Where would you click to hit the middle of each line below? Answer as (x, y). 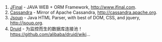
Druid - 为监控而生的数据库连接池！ (46, 29)
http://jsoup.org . (27, 23)
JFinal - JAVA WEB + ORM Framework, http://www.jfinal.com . (73, 7)
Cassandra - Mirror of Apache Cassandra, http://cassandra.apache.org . (83, 12)
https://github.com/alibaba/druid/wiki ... (50, 34)
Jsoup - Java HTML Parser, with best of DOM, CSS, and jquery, (75, 18)
